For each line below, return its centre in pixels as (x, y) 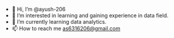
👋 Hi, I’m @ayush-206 (39, 9)
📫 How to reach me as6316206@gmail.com (66, 28)
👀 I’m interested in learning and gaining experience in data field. (90, 15)
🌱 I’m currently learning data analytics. (59, 22)
